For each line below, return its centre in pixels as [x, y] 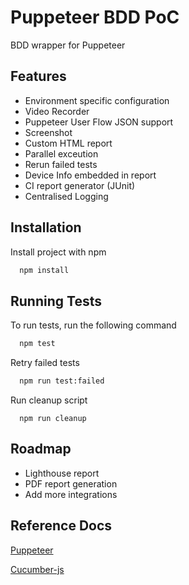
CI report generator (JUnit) [80, 185]
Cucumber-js [37, 569]
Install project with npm [58, 252]
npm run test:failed [62, 381]
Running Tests [56, 301]
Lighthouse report [62, 473]
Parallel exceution [61, 153]
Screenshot [48, 132]
